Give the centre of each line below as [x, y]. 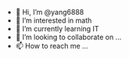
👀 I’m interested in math [54, 20]
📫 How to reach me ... [52, 46]
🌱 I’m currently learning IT [57, 29]
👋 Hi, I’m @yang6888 [50, 12]
